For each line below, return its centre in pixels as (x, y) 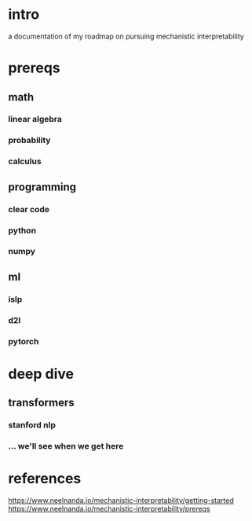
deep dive (41, 374)
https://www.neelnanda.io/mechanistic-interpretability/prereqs (109, 508)
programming (42, 187)
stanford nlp (32, 425)
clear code (29, 209)
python (22, 230)
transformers (41, 403)
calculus (25, 161)
